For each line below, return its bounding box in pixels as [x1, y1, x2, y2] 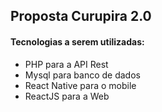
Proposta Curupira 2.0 [10, 8, 152, 25]
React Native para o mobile [24, 79, 137, 91]
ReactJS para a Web [24, 90, 110, 102]
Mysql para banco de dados [24, 69, 141, 81]
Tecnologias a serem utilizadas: [10, 35, 145, 48]
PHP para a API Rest [24, 58, 109, 70]
